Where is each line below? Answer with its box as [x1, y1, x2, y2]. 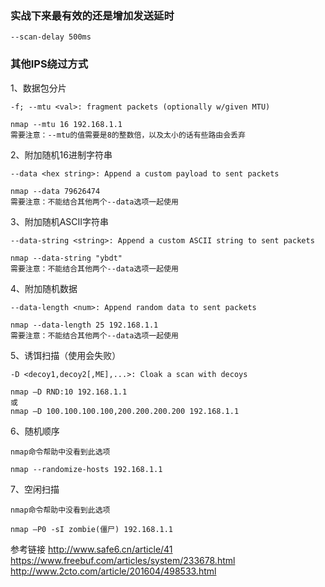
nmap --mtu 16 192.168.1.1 [10, 119, 123, 129]
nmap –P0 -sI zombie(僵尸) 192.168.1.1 [10, 524, 174, 534]
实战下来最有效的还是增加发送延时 [10, 8, 175, 22]
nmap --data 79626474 [10, 186, 101, 196]
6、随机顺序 [10, 425, 60, 437]
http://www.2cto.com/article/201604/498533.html [10, 565, 217, 577]
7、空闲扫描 [10, 483, 60, 495]
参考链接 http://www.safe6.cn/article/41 [10, 543, 173, 555]
